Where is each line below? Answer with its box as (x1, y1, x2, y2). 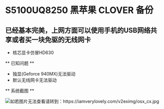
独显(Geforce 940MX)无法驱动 (12, 71, 76, 76)
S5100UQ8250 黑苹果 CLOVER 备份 (5, 4, 154, 16)
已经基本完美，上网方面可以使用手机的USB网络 (5, 26, 151, 34)
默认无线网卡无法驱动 (12, 77, 57, 83)
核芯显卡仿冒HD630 (12, 49, 54, 55)
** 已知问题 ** (5, 60, 34, 66)
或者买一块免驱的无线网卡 (12, 35, 91, 44)
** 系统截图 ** (5, 88, 34, 93)
